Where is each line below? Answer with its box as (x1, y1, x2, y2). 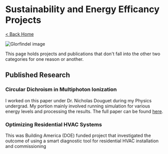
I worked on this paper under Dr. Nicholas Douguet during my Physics (5, 97, 152, 103)
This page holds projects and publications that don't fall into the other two (5, 51, 160, 57)
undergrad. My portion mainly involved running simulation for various (5, 103, 150, 109)
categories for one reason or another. (5, 56, 84, 62)
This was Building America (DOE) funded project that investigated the (5, 132, 151, 138)
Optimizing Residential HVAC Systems (5, 121, 102, 128)
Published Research (5, 71, 70, 80)
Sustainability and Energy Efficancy (5, 4, 160, 15)
